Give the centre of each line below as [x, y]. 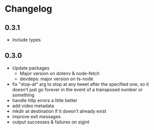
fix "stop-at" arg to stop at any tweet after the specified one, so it [81, 84]
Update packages [31, 68]
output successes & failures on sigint [51, 122]
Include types [26, 40]
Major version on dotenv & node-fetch [60, 73]
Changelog [28, 9]
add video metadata [33, 106]
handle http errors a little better [45, 100]
